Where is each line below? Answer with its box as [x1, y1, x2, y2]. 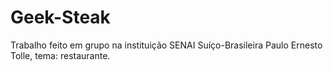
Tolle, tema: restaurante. [10, 49, 111, 61]
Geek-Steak [10, 6, 111, 29]
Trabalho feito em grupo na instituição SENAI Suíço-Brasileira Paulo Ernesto [10, 39, 323, 51]
